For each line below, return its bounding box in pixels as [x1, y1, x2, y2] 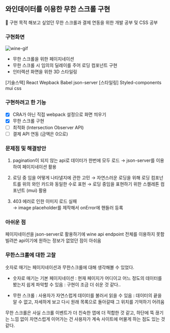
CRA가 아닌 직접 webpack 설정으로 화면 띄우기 [12, 111, 106, 117]
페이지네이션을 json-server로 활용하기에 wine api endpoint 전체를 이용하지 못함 [5, 231, 165, 237]
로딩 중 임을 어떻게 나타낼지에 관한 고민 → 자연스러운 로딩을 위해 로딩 [12, 174, 150, 180]
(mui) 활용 [26, 187, 47, 193]
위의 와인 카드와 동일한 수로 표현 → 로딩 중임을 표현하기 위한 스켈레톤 [22, 181, 159, 187]
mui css [5, 85, 22, 91]
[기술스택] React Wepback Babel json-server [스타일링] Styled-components [5, 80, 162, 86]
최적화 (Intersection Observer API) [12, 124, 84, 130]
